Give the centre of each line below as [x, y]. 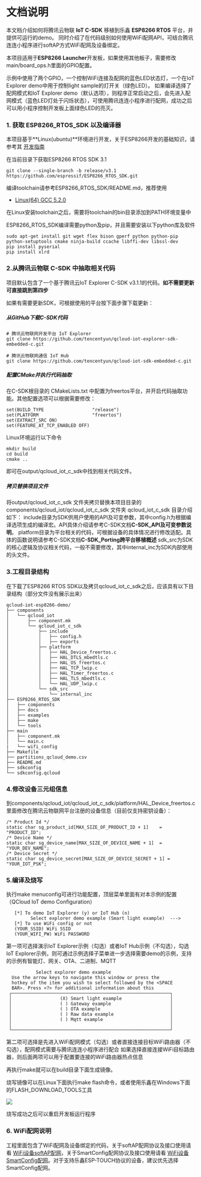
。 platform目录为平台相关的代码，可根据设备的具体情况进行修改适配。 [99, 532]
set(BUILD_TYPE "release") [63, 410]
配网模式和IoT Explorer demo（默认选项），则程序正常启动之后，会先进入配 [98, 93]
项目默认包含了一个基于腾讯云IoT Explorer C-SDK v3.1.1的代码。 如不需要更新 [100, 282]
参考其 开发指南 [25, 147]
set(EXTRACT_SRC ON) [32, 420]
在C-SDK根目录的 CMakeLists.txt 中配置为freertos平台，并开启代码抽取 [94, 391]
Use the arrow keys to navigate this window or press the [86, 978]
